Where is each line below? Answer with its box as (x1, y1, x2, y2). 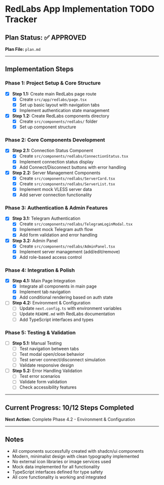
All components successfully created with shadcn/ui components (12, 448, 144, 454)
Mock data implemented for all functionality (12, 464, 100, 470)
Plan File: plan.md (5, 46, 41, 52)
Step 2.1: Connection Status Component (12, 148, 94, 154)
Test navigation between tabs (19, 346, 79, 351)
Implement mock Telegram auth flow (19, 227, 93, 232)
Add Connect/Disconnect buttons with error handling (19, 164, 126, 170)
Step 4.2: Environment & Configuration (12, 300, 91, 306)
